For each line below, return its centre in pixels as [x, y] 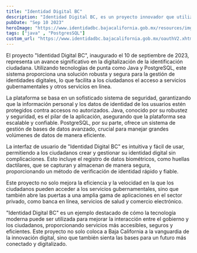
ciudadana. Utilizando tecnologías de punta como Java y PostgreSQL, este [96, 68]
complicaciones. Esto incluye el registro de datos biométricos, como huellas [98, 159]
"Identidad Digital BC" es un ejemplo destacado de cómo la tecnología [91, 213]
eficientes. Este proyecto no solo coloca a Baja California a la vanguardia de [98, 231]
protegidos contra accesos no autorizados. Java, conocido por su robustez [97, 110]
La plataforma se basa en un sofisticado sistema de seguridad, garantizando [98, 98]
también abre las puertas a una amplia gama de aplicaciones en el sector [94, 195]
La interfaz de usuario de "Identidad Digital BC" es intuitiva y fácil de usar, [95, 146]
